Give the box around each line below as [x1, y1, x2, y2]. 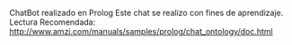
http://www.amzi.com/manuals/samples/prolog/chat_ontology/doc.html [9, 26, 273, 36]
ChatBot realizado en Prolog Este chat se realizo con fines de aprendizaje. [9, 8, 284, 18]
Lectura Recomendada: [9, 17, 96, 27]
